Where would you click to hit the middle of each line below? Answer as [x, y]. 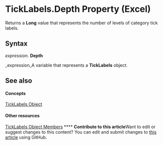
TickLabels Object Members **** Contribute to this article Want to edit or [80, 127]
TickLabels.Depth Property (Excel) [78, 9]
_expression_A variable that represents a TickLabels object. [66, 65]
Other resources [22, 115]
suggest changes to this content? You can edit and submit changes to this [81, 132]
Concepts [15, 93]
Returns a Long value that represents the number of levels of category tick [81, 23]
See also [19, 81]
